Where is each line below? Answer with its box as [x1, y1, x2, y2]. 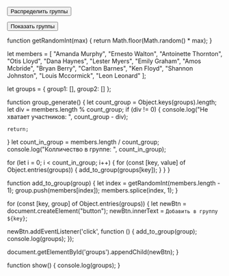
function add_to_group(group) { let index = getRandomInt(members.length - [7, 179, 221, 187]
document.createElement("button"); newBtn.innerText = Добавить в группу [7, 207, 218, 215]
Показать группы [10, 23, 55, 30]
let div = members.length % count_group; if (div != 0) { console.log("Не [7, 105, 208, 113]
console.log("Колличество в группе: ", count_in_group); [7, 145, 166, 153]
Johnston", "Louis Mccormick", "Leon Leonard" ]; [7, 72, 147, 79]
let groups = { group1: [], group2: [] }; [7, 85, 111, 92]
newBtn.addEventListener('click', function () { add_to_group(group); [7, 227, 198, 236]
